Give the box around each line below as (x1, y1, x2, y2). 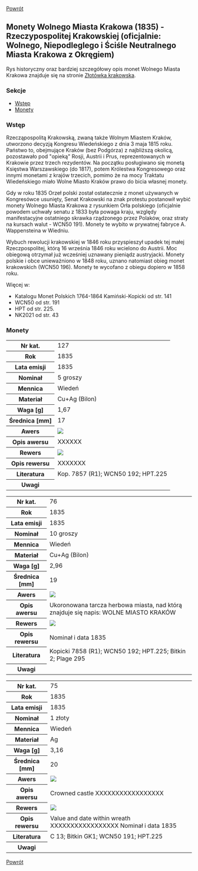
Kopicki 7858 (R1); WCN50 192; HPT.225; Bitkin (49, 647, 186, 656)
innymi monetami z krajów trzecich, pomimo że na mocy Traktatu (6, 172, 164, 179)
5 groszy (57, 373, 82, 381)
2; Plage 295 (49, 654, 85, 663)
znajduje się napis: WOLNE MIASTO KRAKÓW (49, 608, 176, 616)
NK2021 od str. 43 (14, 312, 59, 319)
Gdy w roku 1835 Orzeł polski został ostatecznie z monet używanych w (6, 189, 179, 197)
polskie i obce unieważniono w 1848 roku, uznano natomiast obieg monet (6, 257, 184, 264)
